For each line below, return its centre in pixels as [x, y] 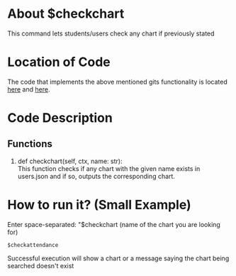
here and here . [29, 89]
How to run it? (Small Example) [99, 205]
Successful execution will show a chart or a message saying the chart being [118, 258]
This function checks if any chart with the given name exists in [109, 168]
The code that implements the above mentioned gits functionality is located [118, 82]
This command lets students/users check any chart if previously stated [111, 33]
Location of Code [59, 62]
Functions [30, 144]
